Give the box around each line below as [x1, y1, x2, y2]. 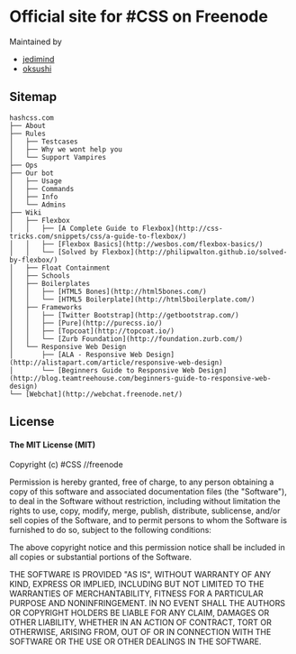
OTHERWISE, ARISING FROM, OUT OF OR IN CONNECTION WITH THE [9, 627, 272, 638]
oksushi [22, 63, 52, 74]
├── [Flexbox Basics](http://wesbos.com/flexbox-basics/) [41, 239, 264, 249]
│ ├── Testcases [9, 137, 78, 146]
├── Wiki [9, 207, 42, 217]
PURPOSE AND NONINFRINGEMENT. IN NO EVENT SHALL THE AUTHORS [9, 598, 286, 609]
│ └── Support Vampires [9, 152, 106, 161]
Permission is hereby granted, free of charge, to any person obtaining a [9, 476, 274, 488]
